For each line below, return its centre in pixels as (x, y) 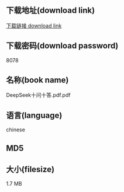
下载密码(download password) (62, 46)
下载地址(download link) (51, 11)
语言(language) (34, 115)
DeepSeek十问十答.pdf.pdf (38, 95)
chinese (15, 130)
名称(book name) (37, 80)
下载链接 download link (34, 26)
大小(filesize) (30, 170)
